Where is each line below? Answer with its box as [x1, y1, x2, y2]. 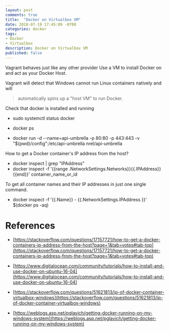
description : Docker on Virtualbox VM [5, 46, 88, 51]
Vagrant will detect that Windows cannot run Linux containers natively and [5, 80, 162, 86]
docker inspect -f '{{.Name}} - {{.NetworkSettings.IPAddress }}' [12, 196, 147, 202]
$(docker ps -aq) [12, 202, 49, 208]
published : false [5, 50, 42, 55]
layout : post [5, 7, 33, 13]
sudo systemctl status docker [12, 115, 75, 121]
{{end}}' [12, 171, 30, 177]
